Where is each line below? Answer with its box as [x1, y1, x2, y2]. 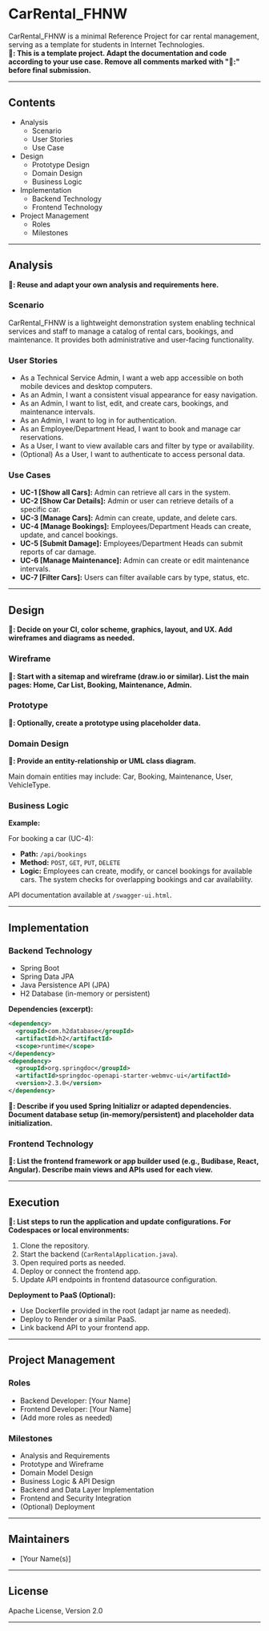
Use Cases [8, 470, 51, 481]
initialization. [8, 1118, 53, 1128]
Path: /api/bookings [19, 849, 87, 859]
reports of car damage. [19, 547, 97, 557]
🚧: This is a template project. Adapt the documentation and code [8, 48, 227, 58]
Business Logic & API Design [19, 1476, 115, 1485]
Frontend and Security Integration [19, 1493, 132, 1503]
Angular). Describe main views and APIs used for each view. [8, 1165, 214, 1175]
